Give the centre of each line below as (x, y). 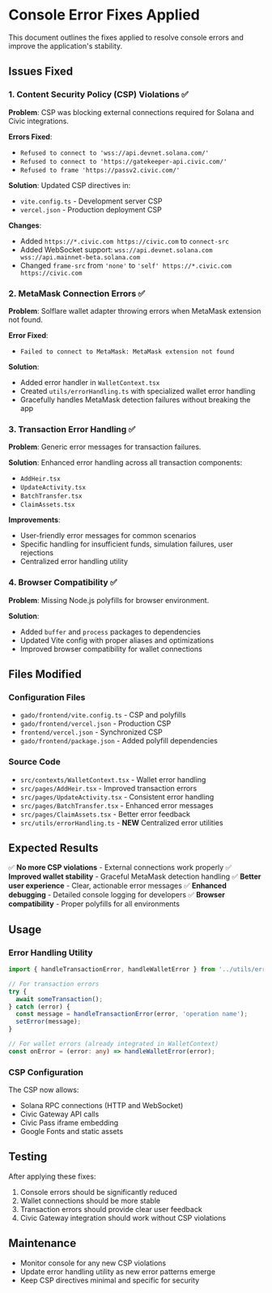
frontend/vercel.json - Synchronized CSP (91, 732)
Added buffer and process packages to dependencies (110, 632)
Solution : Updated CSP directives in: (70, 185)
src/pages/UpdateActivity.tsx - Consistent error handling (117, 797)
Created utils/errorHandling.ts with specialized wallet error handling (138, 391)
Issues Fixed (41, 72)
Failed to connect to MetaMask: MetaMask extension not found (127, 351)
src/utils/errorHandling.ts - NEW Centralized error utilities (122, 822)
